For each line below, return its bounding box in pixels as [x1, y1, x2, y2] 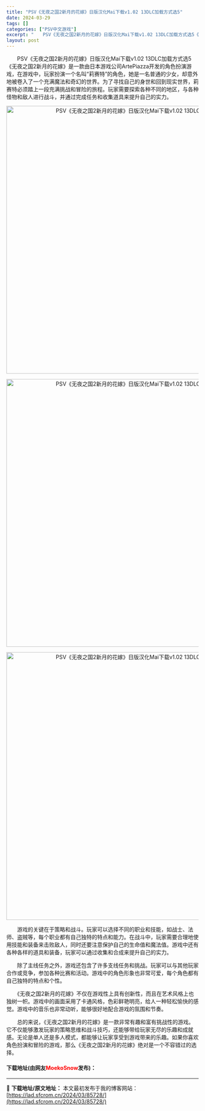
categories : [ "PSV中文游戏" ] [6, 26, 77, 32]
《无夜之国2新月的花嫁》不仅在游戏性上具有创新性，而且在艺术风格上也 [16, 990, 194, 997]
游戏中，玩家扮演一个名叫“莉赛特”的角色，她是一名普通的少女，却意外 [22, 70, 198, 77]
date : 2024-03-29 [6, 15, 51, 21]
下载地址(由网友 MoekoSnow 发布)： [6, 1064, 96, 1071]
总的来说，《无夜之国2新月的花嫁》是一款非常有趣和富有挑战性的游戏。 [16, 1019, 194, 1025]
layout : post [6, 37, 40, 43]
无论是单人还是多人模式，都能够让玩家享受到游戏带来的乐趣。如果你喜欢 [16, 1034, 199, 1041]
